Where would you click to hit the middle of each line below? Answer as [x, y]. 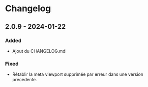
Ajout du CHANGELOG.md [39, 51]
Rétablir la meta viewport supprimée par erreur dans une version [78, 74]
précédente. [25, 80]
